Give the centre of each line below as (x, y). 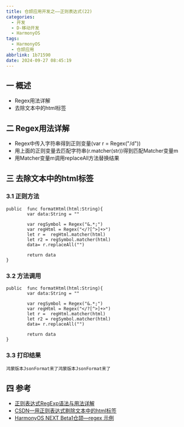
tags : (13, 39)
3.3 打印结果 (24, 356)
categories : (20, 17)
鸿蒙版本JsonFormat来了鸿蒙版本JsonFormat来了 (58, 369)
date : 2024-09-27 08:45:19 (39, 60)
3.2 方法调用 (24, 276)
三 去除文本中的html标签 (50, 178)
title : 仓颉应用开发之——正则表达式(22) (49, 11)
